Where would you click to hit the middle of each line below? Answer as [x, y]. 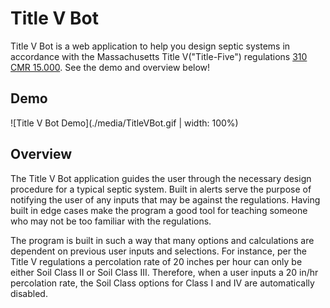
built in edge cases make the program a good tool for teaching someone [159, 210]
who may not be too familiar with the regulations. [111, 221]
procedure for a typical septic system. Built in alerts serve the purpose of [161, 189]
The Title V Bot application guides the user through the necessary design [161, 178]
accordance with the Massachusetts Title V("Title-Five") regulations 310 [159, 56]
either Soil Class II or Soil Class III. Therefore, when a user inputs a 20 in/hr [164, 272]
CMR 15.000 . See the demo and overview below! [110, 67]
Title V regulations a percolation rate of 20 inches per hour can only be [156, 261]
